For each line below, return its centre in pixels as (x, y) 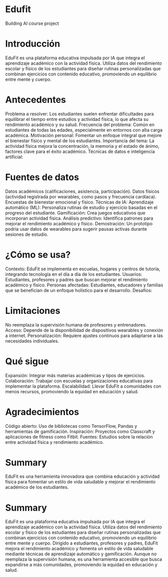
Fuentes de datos (42, 177)
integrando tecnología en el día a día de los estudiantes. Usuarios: (74, 274)
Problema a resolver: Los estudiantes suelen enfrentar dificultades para (79, 114)
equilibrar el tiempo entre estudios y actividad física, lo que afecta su (77, 119)
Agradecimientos (42, 412)
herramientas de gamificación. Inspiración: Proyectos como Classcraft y (80, 431)
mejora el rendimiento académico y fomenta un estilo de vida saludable (79, 549)
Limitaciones (33, 311)
